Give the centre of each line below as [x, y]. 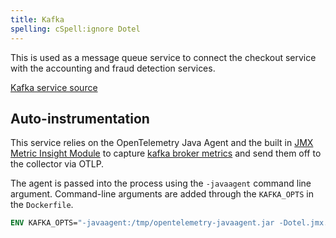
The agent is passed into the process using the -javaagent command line [161, 183]
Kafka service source [54, 87]
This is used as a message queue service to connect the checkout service [163, 57]
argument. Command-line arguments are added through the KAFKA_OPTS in [162, 194]
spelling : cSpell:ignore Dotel [75, 29]
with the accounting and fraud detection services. [113, 68]
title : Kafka [37, 19]
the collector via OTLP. [57, 164]
